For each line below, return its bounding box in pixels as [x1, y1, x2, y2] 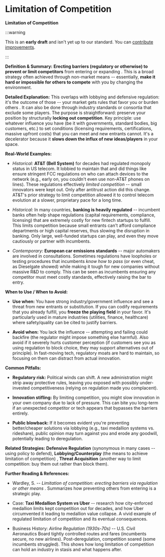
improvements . [5, 44, 35, 50]
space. [5, 141, 19, 147]
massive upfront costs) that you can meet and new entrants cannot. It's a [5, 130, 154, 136]
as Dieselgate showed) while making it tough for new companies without [12, 263, 160, 269]
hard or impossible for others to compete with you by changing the [5, 79, 143, 85]
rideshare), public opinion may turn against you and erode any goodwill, [12, 430, 159, 436]
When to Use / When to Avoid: [5, 289, 68, 295]
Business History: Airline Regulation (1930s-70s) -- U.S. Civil [12, 525, 135, 531]
